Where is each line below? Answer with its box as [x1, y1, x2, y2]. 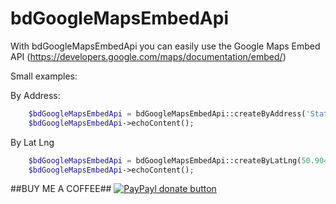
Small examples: [10, 70, 78, 82]
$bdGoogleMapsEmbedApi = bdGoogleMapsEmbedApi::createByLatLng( [28, 155, 302, 166]
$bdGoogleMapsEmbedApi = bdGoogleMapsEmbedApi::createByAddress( [28, 108, 307, 119]
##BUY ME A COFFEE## [10, 183, 112, 195]
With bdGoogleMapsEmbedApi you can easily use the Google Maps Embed [10, 40, 321, 52]
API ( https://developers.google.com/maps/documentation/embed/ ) [10, 50, 287, 62]
